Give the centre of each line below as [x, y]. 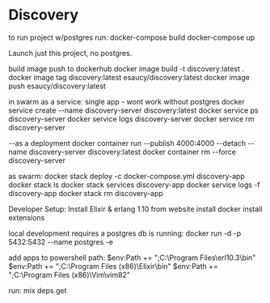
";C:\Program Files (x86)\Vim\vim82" [70, 275]
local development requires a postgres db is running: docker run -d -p [125, 233]
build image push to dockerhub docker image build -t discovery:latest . [127, 68]
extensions [27, 217]
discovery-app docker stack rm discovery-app [86, 193]
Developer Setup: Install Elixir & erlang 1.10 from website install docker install [135, 209]
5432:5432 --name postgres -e [61, 241]
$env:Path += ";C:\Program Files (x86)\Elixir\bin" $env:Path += [113, 266]
